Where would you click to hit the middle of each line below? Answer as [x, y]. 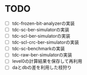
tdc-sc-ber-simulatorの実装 [40, 30]
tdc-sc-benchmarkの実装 [38, 49]
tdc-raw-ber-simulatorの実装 [42, 55]
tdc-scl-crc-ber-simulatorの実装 [46, 42]
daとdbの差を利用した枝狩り [42, 67]
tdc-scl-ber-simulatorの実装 [41, 36]
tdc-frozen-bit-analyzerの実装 [43, 23]
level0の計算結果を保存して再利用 [47, 61]
